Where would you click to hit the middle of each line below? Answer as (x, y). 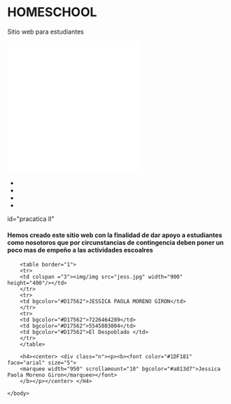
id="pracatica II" (31, 219)
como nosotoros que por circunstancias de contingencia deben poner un (115, 242)
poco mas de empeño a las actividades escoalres (80, 250)
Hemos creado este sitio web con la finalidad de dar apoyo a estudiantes (115, 235)
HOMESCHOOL (52, 12)
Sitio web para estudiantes (45, 32)
